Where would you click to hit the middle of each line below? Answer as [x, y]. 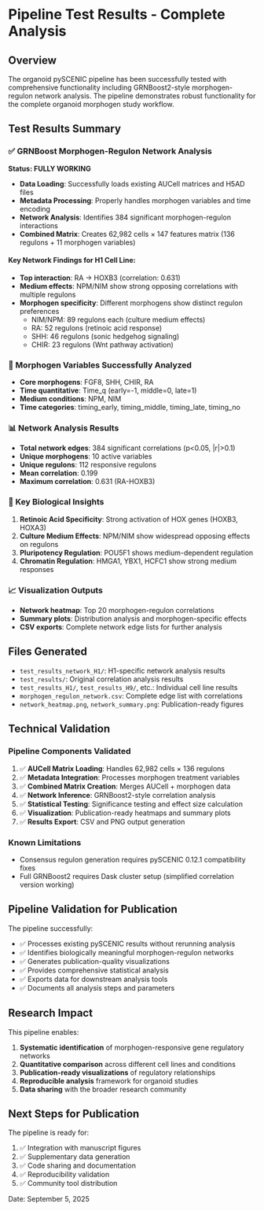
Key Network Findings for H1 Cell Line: [72, 260]
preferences [39, 311]
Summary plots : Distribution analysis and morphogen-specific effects [133, 618]
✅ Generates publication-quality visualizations [95, 961]
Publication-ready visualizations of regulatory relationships [117, 1073]
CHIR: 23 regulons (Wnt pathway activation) [103, 345]
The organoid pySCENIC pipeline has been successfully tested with [117, 79]
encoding [35, 209]
